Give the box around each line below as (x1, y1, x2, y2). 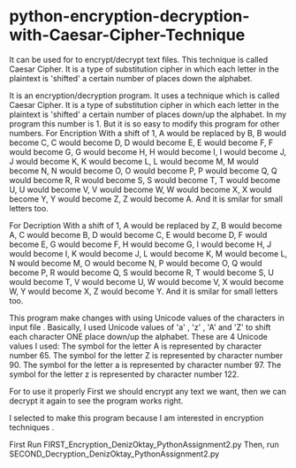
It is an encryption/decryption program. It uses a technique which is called (9, 90, 280, 101)
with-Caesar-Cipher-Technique (9, 25, 246, 45)
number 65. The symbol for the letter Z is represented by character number (9, 349, 284, 360)
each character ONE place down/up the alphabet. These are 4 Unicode (9, 331, 268, 341)
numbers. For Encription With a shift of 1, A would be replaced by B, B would (9, 127, 287, 138)
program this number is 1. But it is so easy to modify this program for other (9, 118, 280, 129)
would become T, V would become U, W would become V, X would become (9, 276, 285, 287)
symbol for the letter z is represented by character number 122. (9, 369, 240, 380)
